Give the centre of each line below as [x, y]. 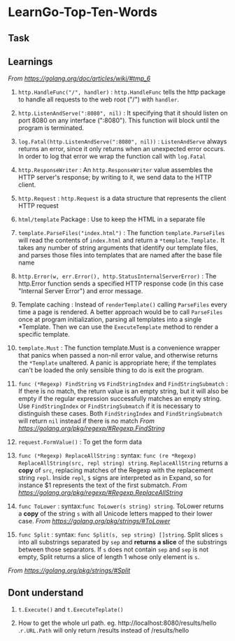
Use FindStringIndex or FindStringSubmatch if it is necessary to [109, 406]
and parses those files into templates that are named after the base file [120, 255]
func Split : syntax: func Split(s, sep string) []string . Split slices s [121, 535]
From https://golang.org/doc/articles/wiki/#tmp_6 [79, 78]
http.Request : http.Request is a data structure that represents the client [122, 198]
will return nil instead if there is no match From [86, 421]
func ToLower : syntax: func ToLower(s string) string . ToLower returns [121, 506]
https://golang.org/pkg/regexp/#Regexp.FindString [91, 428]
